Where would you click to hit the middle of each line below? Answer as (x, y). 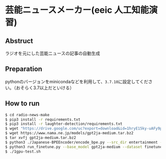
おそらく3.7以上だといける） (45, 88)
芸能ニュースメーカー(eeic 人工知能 (77, 10)
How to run (22, 104)
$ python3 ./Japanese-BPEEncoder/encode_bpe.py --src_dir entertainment (82, 142)
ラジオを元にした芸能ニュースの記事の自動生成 (53, 53)
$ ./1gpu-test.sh (23, 151)
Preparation (24, 69)
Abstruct (19, 41)
